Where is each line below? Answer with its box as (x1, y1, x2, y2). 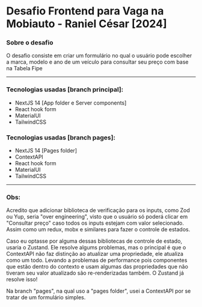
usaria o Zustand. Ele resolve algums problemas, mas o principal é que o (6, 244, 186, 251)
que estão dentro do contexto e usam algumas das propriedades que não (6, 263, 188, 270)
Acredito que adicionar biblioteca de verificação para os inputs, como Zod (6, 207, 191, 214)
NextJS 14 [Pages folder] (14, 147, 77, 154)
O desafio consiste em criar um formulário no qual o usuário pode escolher (6, 52, 192, 59)
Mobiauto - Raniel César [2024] (6, 17, 167, 31)
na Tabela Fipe (6, 65, 43, 72)
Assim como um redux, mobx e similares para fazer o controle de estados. (6, 226, 191, 233)
